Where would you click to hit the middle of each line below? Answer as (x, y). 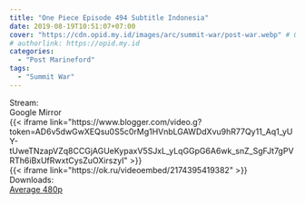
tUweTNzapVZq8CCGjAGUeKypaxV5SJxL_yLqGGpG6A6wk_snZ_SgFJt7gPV (152, 151)
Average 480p (36, 189)
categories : (32, 52)
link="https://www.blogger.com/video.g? (126, 121)
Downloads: (32, 180)
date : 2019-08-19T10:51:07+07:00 (73, 26)
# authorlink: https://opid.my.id (75, 43)
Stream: (24, 102)
